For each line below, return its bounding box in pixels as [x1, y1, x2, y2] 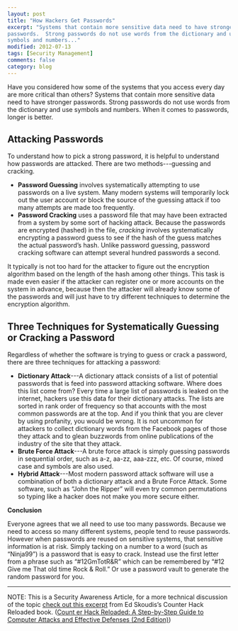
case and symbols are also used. [17, 462, 114, 471]
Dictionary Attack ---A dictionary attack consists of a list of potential [17, 372, 218, 380]
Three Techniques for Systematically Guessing [7, 320, 220, 333]
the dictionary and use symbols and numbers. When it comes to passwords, [7, 105, 229, 113]
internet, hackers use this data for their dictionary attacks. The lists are [17, 394, 225, 403]
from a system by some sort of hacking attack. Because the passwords [17, 218, 226, 227]
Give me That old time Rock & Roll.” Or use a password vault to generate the [7, 565, 229, 574]
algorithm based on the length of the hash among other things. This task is [7, 270, 225, 279]
